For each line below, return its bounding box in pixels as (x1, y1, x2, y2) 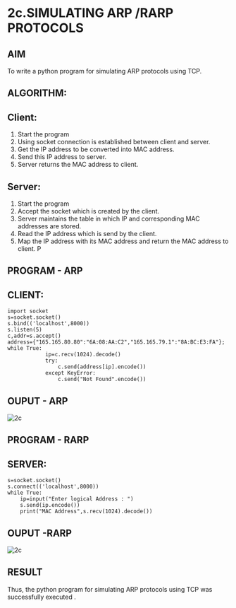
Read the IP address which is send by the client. (17, 230, 157, 238)
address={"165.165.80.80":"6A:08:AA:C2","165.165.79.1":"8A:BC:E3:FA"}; (7, 339, 225, 346)
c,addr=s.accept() (7, 332, 61, 340)
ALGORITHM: (7, 87, 67, 100)
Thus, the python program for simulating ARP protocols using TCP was (7, 585, 213, 593)
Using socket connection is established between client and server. (17, 138, 211, 146)
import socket (7, 308, 49, 315)
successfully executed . (7, 592, 76, 601)
